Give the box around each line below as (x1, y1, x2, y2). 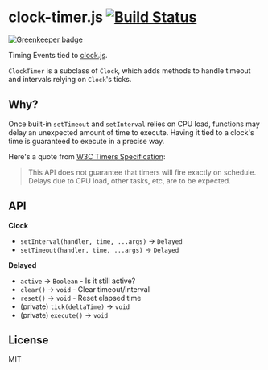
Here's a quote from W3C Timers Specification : (8, 151, 166, 161)
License (8, 333, 49, 347)
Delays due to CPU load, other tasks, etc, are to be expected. (27, 175, 231, 185)
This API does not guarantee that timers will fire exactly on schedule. (27, 167, 257, 177)
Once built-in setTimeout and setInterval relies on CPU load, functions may (8, 119, 260, 129)
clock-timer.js (8, 8, 103, 27)
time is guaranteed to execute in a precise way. (8, 136, 165, 146)
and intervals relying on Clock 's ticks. (8, 74, 132, 84)
